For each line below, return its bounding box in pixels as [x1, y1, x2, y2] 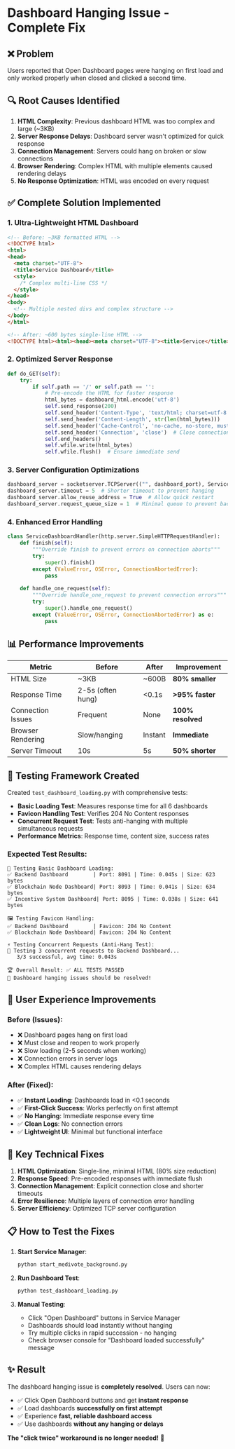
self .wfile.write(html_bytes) [44, 442, 133, 449]
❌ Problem [7, 48, 55, 60]
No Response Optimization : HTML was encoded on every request [17, 177, 210, 185]
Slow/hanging [78, 730, 124, 740]
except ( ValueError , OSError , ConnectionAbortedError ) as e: [32, 611, 215, 618]
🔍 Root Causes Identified [7, 95, 120, 107]
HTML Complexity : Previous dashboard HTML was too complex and [17, 117, 215, 125]
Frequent [78, 710, 108, 720]
